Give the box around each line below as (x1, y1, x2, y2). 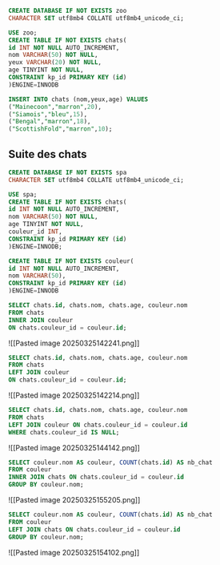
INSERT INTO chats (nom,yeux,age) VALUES (8, 95, 149, 103)
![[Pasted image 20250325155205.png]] (8, 495, 141, 505)
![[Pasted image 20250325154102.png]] (8, 547, 140, 557)
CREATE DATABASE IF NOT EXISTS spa (8, 168, 127, 176)
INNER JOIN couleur (8, 316, 74, 324)
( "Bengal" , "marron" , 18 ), (8, 118, 91, 126)
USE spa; (8, 190, 38, 199)
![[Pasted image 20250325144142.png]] (8, 442, 140, 452)
